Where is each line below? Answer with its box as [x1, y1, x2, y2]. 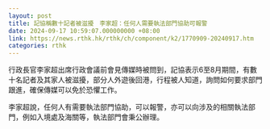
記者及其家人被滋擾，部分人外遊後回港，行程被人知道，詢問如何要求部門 [22, 75, 263, 85]
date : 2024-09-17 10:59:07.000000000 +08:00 [8, 27, 160, 35]
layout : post [8, 11, 52, 20]
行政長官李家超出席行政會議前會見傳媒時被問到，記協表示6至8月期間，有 [8, 65, 251, 75]
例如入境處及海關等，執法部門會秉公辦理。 [22, 112, 164, 122]
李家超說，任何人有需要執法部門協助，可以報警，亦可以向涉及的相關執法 [8, 102, 248, 112]
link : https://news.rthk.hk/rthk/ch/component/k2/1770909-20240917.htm [8, 34, 254, 43]
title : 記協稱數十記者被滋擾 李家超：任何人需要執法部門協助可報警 [8, 19, 208, 27]
